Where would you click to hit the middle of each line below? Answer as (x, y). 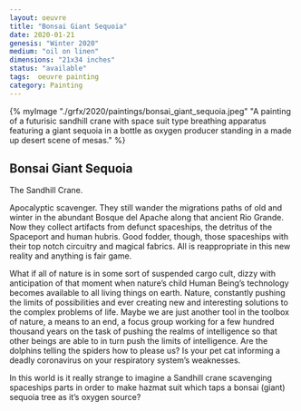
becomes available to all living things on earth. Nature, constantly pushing (147, 293)
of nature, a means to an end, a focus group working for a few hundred (142, 322)
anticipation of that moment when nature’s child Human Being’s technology (149, 283)
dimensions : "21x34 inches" (63, 60)
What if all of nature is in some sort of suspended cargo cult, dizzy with (143, 274)
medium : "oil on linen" (54, 52)
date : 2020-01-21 (42, 34)
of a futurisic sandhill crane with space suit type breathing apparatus (138, 121)
